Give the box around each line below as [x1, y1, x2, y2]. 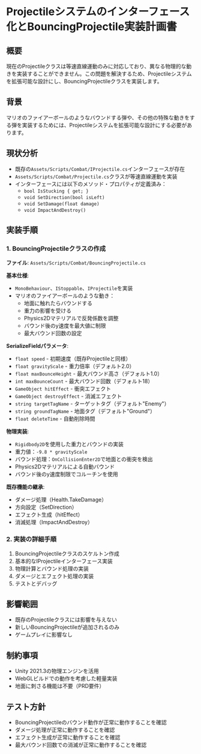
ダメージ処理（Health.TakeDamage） [14, 496, 107, 503]
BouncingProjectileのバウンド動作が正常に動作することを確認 [14, 719, 167, 726]
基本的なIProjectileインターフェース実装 [14, 557, 113, 564]
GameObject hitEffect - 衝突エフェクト [14, 385, 112, 392]
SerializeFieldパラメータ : [6, 343, 69, 350]
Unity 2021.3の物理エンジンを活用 [14, 668, 99, 675]
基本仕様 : [6, 272, 29, 279]
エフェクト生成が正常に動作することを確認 [14, 734, 121, 741]
